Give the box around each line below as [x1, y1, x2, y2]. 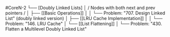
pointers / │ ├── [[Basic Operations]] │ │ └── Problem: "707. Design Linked [5, 10, 165, 16]
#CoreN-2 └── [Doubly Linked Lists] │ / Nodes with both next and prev [5, 5, 155, 10]
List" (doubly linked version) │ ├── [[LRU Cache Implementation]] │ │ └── [5, 15, 163, 21]
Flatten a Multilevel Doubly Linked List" [5, 26, 87, 32]
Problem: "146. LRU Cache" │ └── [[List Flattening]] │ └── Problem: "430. [5, 20, 162, 26]
